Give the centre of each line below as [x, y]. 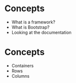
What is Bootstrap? [30, 27]
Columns [21, 76]
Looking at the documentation [41, 32]
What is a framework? [33, 22]
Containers [23, 65]
